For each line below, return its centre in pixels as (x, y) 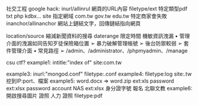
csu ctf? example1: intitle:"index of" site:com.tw (64, 63)
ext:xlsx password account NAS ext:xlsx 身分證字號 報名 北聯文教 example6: (99, 88)
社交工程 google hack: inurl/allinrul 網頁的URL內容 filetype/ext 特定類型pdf (97, 9)
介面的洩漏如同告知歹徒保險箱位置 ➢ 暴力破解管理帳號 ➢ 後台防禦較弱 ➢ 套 (98, 43)
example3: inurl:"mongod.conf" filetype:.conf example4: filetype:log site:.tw (99, 74)
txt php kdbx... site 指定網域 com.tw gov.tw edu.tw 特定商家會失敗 (87, 16)
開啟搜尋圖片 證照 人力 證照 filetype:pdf (54, 96)
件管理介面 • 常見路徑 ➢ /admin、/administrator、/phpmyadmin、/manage (97, 51)
